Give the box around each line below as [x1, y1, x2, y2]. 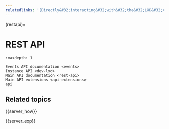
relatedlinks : [5, 7, 35, 13]
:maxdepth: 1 [5, 55, 33, 60]
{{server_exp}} [5, 118, 36, 124]
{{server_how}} [5, 108, 37, 114]
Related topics [5, 95, 51, 103]
